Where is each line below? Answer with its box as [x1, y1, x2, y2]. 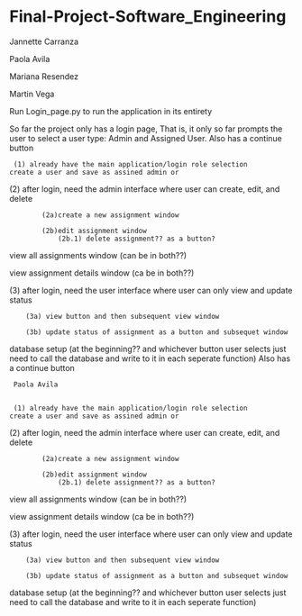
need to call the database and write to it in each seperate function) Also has [9, 353, 291, 364]
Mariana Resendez [9, 70, 79, 82]
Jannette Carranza [9, 36, 79, 47]
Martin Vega [9, 88, 55, 99]
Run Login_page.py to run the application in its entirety [9, 105, 213, 116]
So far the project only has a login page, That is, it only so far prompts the [9, 123, 283, 134]
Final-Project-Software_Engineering [9, 6, 287, 27]
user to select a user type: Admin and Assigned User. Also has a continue [9, 132, 282, 143]
